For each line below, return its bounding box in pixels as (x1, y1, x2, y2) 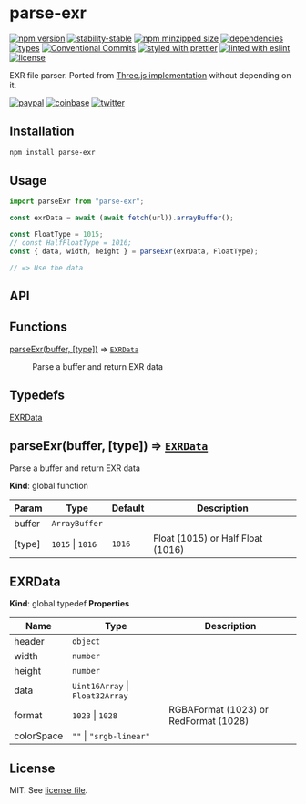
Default (111, 502, 145, 514)
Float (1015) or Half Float (153, 532, 263, 544)
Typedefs (9, 388, 66, 403)
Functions (9, 320, 68, 335)
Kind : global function (9, 480, 89, 491)
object (71, 636, 101, 646)
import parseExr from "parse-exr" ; (9, 197, 145, 207)
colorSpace (14, 729, 64, 742)
